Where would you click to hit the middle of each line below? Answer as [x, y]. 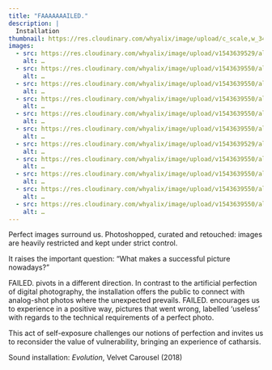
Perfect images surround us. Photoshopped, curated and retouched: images [136, 235]
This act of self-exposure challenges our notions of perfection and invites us [136, 334]
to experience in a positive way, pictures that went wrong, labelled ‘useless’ [134, 309]
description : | [34, 23]
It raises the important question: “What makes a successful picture [119, 259]
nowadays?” [29, 267]
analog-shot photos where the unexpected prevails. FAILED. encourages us [134, 300]
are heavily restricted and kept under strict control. [93, 243]
